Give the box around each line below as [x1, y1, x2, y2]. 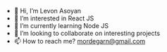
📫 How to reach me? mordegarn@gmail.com [13, 37, 146, 45]
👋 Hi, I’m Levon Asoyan [13, 7, 82, 15]
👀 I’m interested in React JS [13, 14, 94, 22]
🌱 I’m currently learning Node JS [13, 22, 109, 30]
